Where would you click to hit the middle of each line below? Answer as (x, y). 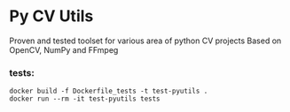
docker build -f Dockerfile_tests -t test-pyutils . (109, 91)
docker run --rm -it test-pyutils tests (85, 99)
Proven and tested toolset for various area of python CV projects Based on (145, 41)
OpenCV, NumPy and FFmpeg (64, 49)
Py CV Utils (51, 16)
